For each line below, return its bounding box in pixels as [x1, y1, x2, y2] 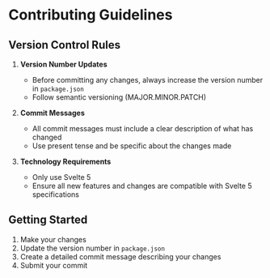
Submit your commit [19, 260, 88, 270]
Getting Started [8, 213, 88, 227]
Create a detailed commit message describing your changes [19, 251, 221, 261]
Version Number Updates [19, 59, 108, 69]
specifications [32, 190, 79, 199]
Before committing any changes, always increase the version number [32, 75, 264, 84]
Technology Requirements [19, 156, 112, 166]
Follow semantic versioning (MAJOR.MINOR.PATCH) [32, 92, 207, 102]
